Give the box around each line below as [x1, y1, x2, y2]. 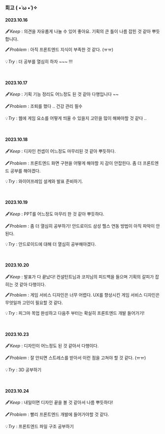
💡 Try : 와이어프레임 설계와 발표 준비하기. [5, 178, 83, 184]
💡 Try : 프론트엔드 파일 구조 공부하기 [5, 424, 74, 430]
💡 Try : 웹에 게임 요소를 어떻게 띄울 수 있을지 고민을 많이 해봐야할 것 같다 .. [5, 115, 147, 121]
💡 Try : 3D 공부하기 [5, 367, 42, 373]
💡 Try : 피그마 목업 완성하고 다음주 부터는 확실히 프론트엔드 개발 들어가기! [5, 310, 145, 316]
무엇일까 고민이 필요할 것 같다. [5, 300, 63, 305]
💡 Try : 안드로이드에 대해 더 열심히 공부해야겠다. [5, 241, 96, 247]
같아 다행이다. [19, 281, 46, 287]
